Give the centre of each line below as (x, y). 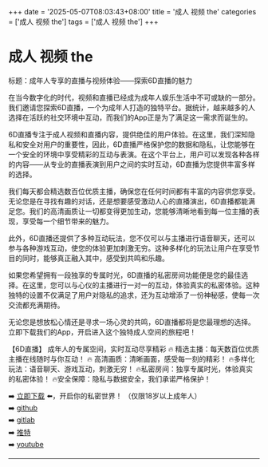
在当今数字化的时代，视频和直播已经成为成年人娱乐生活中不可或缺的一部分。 (134, 97)
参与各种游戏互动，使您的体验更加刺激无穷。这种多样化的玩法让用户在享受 (130, 248)
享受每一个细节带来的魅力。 (67, 221)
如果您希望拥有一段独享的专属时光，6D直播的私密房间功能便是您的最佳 (125, 275)
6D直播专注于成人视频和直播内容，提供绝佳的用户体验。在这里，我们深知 (128, 134)
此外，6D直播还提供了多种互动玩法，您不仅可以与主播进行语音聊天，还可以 (132, 238)
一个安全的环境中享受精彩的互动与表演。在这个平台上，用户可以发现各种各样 (134, 154)
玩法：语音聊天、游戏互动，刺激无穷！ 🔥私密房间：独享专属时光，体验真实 (131, 369)
